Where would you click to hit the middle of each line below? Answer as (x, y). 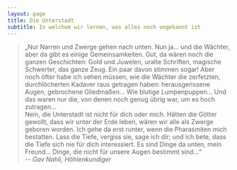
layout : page (27, 14)
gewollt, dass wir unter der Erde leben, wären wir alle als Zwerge (119, 122)
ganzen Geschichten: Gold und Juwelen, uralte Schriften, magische (123, 62)
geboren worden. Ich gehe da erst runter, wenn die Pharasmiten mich (126, 129)
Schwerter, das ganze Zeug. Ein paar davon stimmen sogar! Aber (120, 69)
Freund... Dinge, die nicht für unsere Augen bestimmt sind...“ (113, 152)
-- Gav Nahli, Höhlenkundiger (68, 159)
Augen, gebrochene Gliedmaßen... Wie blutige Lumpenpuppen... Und (125, 92)
